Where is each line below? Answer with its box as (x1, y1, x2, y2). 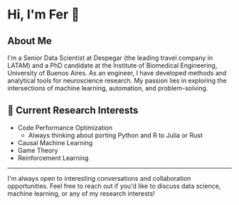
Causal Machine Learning (17, 138, 93, 147)
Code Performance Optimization (17, 123, 112, 132)
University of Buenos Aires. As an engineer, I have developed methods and (7, 69, 227, 77)
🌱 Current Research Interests (7, 105, 139, 117)
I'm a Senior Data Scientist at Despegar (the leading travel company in (7, 53, 213, 62)
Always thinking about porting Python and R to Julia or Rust (28, 131, 203, 140)
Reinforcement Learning (17, 153, 89, 162)
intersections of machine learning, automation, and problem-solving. (7, 84, 208, 92)
